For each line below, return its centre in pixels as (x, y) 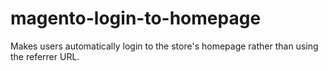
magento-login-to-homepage (136, 18)
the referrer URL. (45, 56)
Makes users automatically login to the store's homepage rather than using (164, 46)
